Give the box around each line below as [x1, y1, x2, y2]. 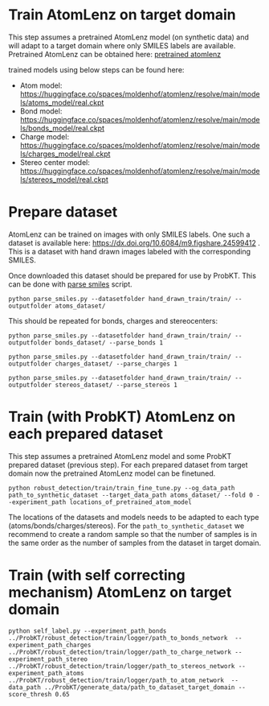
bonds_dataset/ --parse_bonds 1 [55, 338, 163, 347]
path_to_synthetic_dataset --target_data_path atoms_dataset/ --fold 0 [8, 491, 253, 499]
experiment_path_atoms [8, 669, 84, 677]
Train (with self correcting [8, 566, 186, 584]
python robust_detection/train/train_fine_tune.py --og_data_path [8, 484, 235, 492]
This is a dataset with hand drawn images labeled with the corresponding [8, 246, 251, 256]
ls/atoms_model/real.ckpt [19, 97, 104, 107]
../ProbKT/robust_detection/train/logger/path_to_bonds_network [8, 634, 228, 642]
